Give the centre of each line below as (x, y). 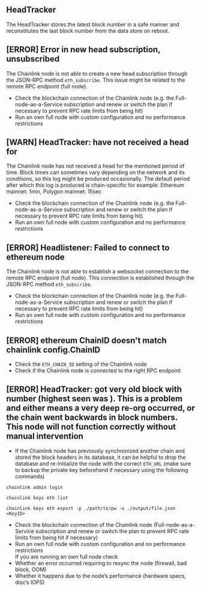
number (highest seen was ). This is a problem (94, 399)
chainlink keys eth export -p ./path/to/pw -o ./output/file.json (91, 508)
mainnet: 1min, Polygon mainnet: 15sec (54, 192)
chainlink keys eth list (37, 498)
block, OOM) (31, 569)
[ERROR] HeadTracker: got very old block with (94, 389)
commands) (30, 476)
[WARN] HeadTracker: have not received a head (97, 143)
